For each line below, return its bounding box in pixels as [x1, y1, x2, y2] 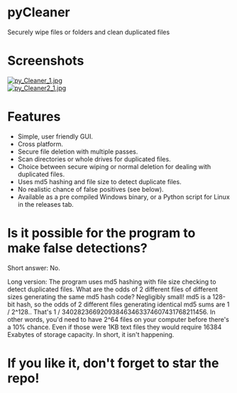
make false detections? [7, 240, 148, 256]
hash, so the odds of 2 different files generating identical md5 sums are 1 [16, 300, 230, 308]
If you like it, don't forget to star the [7, 355, 219, 371]
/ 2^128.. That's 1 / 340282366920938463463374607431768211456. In [7, 307, 216, 316]
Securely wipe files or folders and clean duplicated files [7, 28, 170, 36]
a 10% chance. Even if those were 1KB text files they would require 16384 [7, 323, 222, 331]
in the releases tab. [17, 200, 75, 208]
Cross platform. [17, 139, 64, 148]
